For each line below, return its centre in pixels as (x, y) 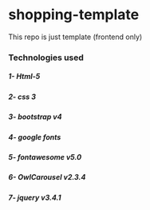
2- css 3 (22, 97)
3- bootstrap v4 (35, 117)
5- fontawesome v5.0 (45, 157)
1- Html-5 (24, 77)
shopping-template (74, 15)
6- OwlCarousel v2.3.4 (47, 177)
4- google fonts (35, 137)
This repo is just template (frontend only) (75, 37)
